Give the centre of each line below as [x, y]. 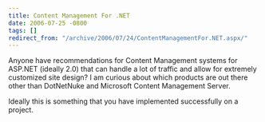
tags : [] [23, 30]
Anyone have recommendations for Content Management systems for [123, 61]
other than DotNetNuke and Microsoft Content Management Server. [120, 86]
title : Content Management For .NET [69, 16]
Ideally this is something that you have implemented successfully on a [123, 101]
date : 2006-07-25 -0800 [48, 23]
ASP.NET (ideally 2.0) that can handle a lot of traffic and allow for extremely [132, 69]
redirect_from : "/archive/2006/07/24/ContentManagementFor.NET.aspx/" [128, 38]
